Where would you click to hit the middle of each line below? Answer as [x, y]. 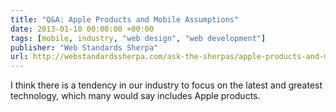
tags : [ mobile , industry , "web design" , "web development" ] [138, 38]
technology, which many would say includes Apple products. [135, 96]
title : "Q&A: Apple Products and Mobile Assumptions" [125, 19]
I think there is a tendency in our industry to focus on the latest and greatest [166, 85]
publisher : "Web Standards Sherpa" [84, 47]
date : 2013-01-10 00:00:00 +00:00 [82, 29]
